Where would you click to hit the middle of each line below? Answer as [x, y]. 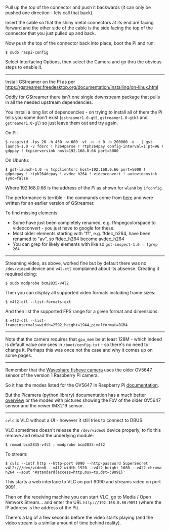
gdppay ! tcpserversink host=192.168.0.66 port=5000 [62, 151]
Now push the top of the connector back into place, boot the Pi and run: [80, 43]
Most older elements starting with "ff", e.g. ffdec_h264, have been [81, 233]
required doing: [21, 274]
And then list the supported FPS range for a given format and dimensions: [82, 311]
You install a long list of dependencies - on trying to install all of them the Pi [84, 112]
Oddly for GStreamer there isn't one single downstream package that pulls [83, 97]
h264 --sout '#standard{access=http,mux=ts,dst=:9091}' [65, 472]
